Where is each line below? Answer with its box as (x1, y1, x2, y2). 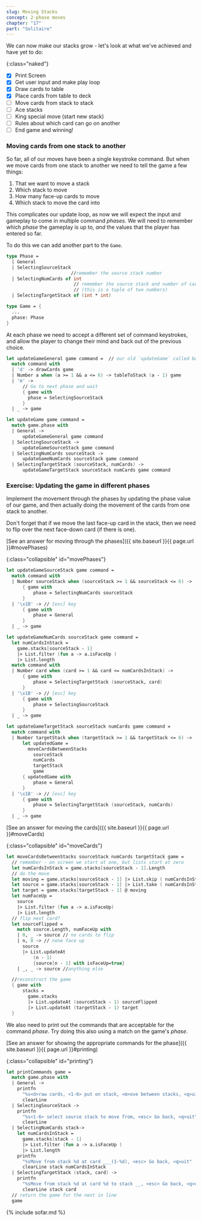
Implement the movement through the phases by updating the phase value (6, 495, 191, 502)
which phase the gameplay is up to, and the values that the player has (6, 223, 180, 231)
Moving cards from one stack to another (6, 142, 126, 150)
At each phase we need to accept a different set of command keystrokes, (6, 331, 188, 338)
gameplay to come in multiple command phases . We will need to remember (6, 217, 193, 225)
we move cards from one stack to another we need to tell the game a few (6, 162, 188, 169)
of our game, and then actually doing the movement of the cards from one (6, 501, 190, 509)
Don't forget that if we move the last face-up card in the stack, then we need (6, 519, 196, 527)
